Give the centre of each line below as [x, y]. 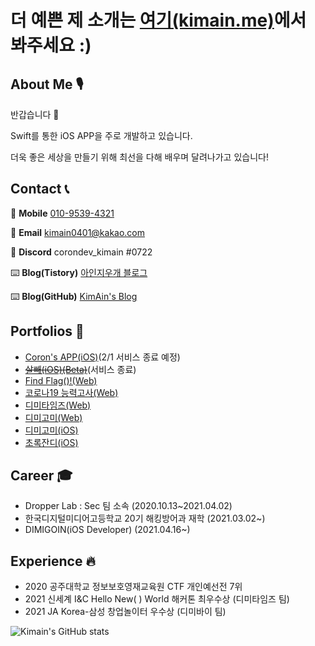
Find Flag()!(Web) [61, 380]
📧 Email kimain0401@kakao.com [78, 232]
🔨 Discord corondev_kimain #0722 [81, 252]
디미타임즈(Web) [58, 405]
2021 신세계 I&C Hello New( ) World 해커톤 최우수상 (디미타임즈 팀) [157, 599]
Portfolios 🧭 [47, 331]
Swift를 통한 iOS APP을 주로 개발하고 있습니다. [101, 135]
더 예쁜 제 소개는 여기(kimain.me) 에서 [158, 20]
